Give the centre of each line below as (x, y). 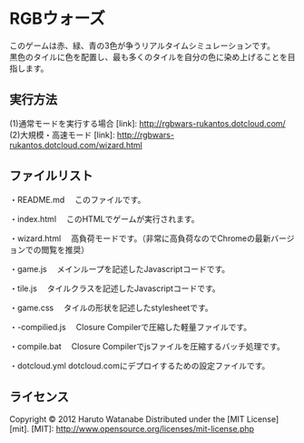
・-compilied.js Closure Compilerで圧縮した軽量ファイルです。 (131, 327)
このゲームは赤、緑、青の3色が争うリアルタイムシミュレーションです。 (142, 45)
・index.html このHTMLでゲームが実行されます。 (104, 218)
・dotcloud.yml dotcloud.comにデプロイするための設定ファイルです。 (140, 366)
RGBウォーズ (58, 19)
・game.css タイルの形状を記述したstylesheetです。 (111, 307)
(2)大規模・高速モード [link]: (62, 135)
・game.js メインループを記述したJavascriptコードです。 (120, 268)
